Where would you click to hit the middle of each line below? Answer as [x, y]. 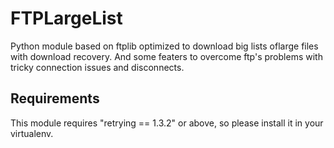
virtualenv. [32, 133]
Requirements [55, 98]
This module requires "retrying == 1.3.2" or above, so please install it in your [167, 123]
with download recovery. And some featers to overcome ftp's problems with [166, 56]
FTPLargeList [66, 18]
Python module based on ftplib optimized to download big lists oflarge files [164, 46]
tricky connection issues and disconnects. [97, 67]
